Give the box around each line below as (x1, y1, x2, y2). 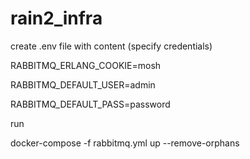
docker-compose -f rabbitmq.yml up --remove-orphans (10, 137, 240, 149)
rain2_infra (10, 7, 103, 30)
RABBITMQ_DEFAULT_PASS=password (10, 98, 171, 110)
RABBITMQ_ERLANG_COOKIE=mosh (10, 59, 162, 71)
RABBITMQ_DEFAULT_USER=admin (10, 78, 156, 91)
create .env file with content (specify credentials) (10, 40, 213, 52)
